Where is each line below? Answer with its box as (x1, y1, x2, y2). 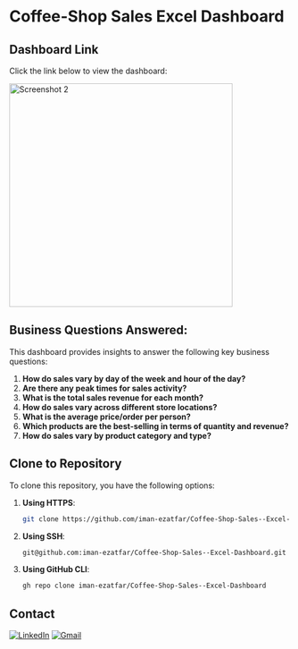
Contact (9, 606, 55, 621)
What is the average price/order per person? (21, 411, 192, 422)
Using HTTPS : (21, 497, 76, 508)
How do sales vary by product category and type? (21, 430, 211, 441)
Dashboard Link (9, 42, 99, 57)
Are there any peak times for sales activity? (21, 383, 187, 393)
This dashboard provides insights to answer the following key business (9, 346, 270, 357)
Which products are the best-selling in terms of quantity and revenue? (21, 420, 289, 431)
